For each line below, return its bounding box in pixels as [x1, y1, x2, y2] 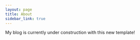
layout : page [5, 7, 32, 12]
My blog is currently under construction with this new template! [5, 30, 136, 36]
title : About [5, 12, 32, 17]
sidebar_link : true [5, 16, 46, 21]
